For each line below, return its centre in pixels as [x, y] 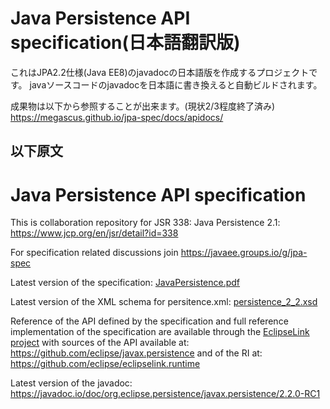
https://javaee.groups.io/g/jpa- [244, 253]
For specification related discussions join [94, 253]
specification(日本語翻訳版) [125, 43]
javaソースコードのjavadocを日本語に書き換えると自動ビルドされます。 [176, 84]
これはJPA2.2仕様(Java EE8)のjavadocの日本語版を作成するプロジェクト [160, 72]
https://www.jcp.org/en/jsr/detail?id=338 [94, 233]
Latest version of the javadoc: [71, 383]
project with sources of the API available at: [100, 343]
